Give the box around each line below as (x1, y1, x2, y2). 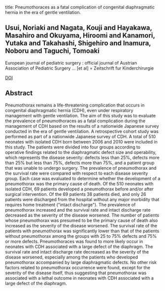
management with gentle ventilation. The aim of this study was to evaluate (5, 112, 156, 118)
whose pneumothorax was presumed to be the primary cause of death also (5, 217, 158, 223)
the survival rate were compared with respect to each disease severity (5, 170, 148, 176)
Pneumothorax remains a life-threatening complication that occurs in (5, 102, 145, 108)
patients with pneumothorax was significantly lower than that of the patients (5, 228, 160, 234)
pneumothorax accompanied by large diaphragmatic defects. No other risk (5, 259, 157, 265)
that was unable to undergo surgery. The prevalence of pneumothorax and (5, 165, 157, 171)
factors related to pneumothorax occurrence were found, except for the (5, 264, 150, 270)
